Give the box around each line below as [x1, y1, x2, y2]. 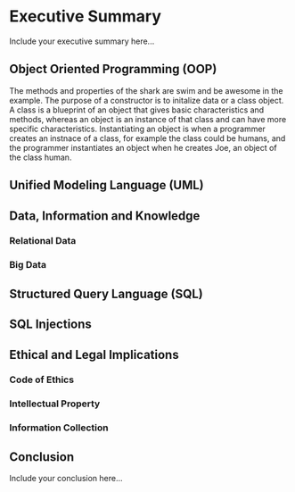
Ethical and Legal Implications [9, 346, 180, 363]
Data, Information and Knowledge [9, 208, 201, 223]
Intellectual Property [9, 397, 101, 410]
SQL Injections [9, 317, 92, 332]
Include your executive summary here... [9, 36, 155, 46]
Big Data [9, 259, 47, 271]
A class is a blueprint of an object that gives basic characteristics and [9, 104, 265, 115]
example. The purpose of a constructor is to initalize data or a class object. [9, 95, 284, 105]
